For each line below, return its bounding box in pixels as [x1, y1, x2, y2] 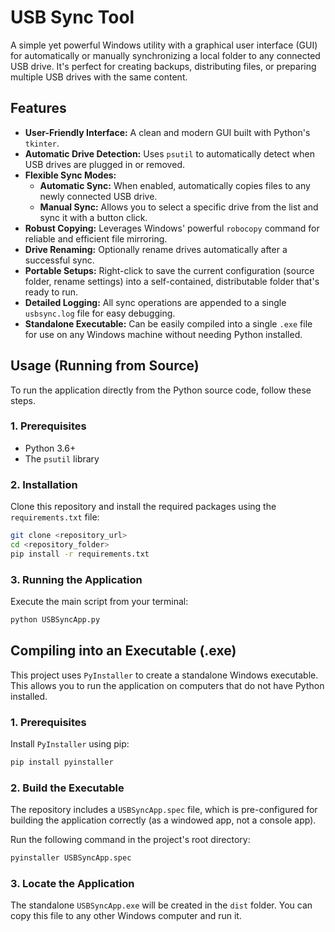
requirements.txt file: [10, 511, 100, 523]
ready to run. [24, 286, 79, 298]
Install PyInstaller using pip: [10, 738, 130, 750]
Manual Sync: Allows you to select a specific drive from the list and [39, 201, 319, 213]
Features [10, 100, 67, 117]
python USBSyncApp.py [10, 615, 101, 625]
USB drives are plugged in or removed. [24, 158, 185, 170]
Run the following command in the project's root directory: [10, 834, 251, 846]
